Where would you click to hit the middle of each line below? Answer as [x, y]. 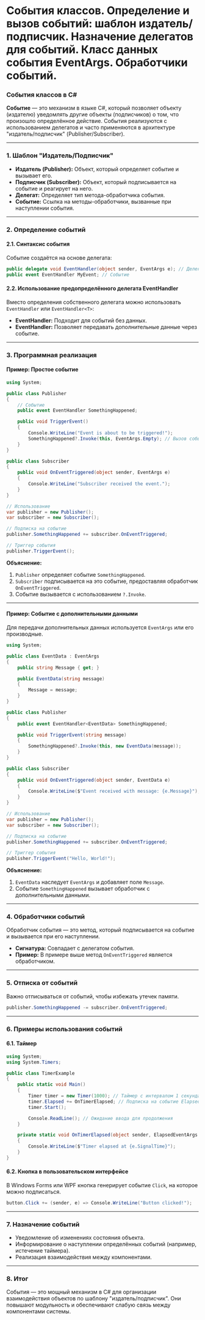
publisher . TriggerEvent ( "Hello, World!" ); [61, 859]
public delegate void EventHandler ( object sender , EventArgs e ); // [95, 269]
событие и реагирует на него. [54, 188]
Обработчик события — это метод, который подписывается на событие [101, 930]
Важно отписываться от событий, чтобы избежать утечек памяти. [93, 996]
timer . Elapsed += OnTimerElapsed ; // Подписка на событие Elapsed [114, 1102]
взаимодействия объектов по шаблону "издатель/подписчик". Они [94, 1299]
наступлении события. [45, 208]
